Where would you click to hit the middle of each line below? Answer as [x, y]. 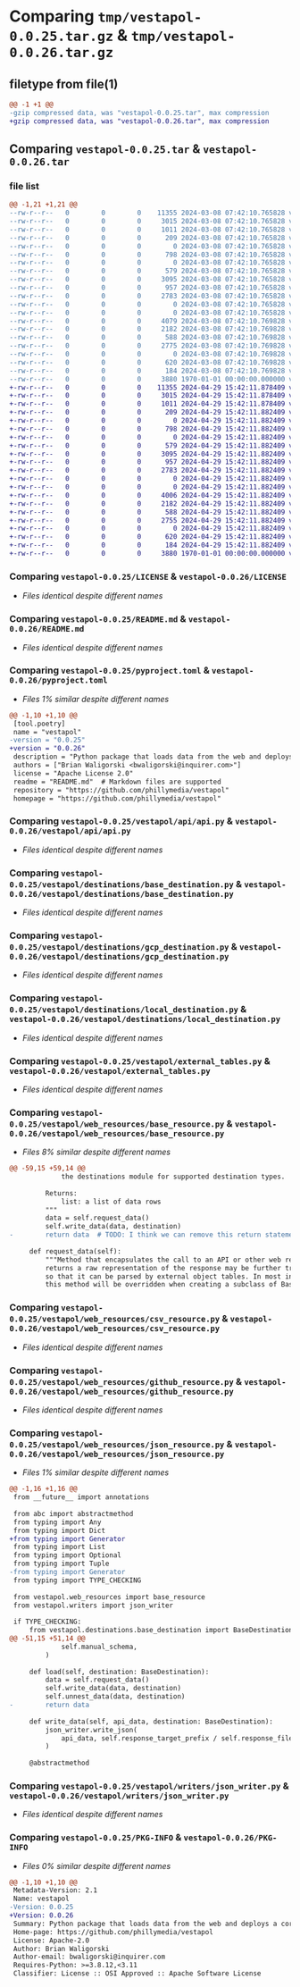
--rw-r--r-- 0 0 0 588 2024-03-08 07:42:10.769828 [147, 338]
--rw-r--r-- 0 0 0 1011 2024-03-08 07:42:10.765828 [147, 230]
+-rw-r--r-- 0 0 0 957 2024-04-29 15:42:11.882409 [147, 462]
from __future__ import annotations [81, 1497]
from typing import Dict [59, 1530]
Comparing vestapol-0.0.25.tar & [105, 149]
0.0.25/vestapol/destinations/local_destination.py [124, 1010]
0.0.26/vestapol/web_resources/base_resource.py [117, 1133]
